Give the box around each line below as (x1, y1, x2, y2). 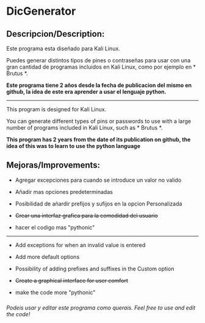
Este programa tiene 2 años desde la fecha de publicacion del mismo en (6, 81, 192, 89)
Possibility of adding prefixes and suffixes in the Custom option (15, 265, 174, 272)
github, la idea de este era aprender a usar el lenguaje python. (6, 88, 167, 95)
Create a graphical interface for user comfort (15, 277, 128, 284)
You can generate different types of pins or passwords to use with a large (6, 117, 191, 125)
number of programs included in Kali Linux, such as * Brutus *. (6, 124, 163, 131)
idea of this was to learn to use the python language (6, 143, 140, 149)
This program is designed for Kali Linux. (6, 106, 107, 113)
